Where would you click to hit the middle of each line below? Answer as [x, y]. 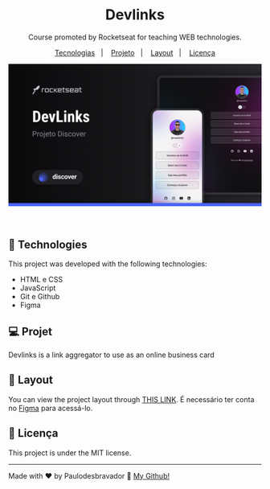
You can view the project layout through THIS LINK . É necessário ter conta [131, 399]
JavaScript [38, 288]
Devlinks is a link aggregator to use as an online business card [111, 355]
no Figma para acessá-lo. [51, 408]
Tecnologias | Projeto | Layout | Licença [135, 52]
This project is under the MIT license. [70, 453]
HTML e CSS [41, 280]
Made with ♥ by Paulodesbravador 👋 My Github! [89, 475]
